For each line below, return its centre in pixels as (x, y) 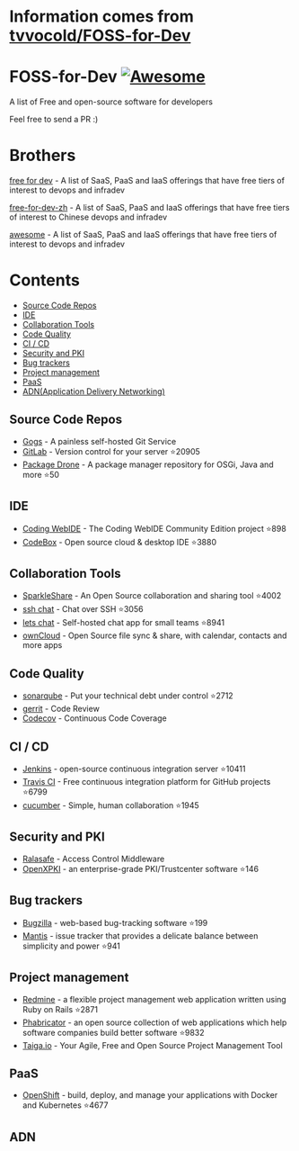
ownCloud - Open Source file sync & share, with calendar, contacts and (154, 635)
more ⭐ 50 (41, 474)
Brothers (43, 156)
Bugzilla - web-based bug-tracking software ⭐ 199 (115, 922)
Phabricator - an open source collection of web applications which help (154, 1022)
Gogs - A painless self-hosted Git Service (99, 441)
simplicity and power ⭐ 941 (71, 946)
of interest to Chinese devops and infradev (88, 217)
